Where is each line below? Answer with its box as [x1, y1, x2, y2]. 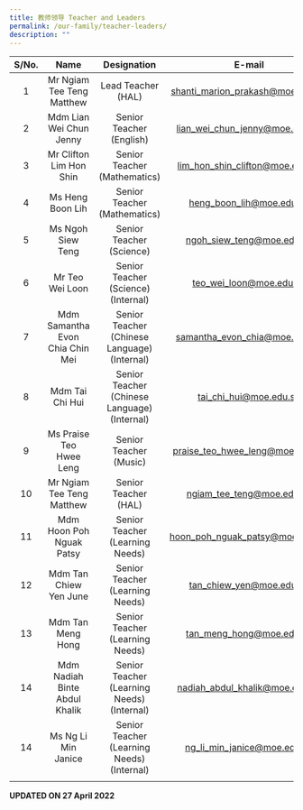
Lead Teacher [100, 79, 160, 92]
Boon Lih [49, 202, 87, 215]
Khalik [55, 704, 82, 717]
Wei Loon [48, 282, 88, 295]
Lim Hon [50, 160, 87, 172]
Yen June [48, 590, 88, 603]
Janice [53, 752, 83, 765]
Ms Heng [49, 191, 88, 204]
